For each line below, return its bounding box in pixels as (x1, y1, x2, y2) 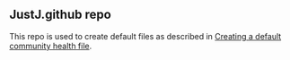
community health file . (9, 40, 92, 51)
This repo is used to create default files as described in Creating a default (9, 30, 282, 41)
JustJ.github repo (9, 7, 112, 22)
